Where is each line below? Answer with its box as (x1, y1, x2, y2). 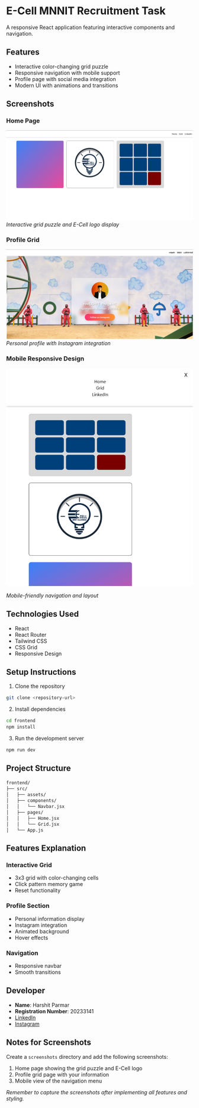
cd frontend (6, 718, 36, 724)
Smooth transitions (14, 968, 61, 975)
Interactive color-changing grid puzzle (14, 63, 108, 70)
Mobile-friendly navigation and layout (6, 592, 99, 599)
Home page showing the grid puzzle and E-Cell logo (14, 1064, 143, 1072)
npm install (6, 724, 36, 730)
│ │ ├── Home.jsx (6, 815, 60, 821)
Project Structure (6, 764, 71, 774)
